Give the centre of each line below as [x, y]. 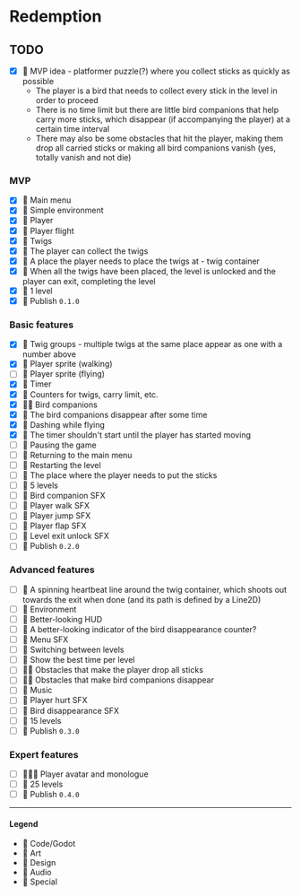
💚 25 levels [43, 784]
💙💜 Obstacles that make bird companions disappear [118, 680]
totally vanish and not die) [83, 158]
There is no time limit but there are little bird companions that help [157, 110]
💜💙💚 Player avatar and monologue [86, 774]
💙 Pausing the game [59, 445]
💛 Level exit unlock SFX [65, 536]
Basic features [42, 325]
